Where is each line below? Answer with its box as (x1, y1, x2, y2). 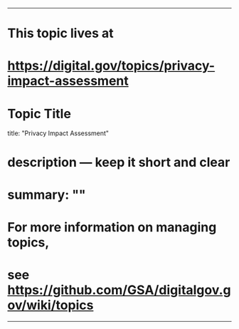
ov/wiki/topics (7, 297, 94, 313)
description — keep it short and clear (7, 154, 230, 170)
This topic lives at (7, 26, 114, 41)
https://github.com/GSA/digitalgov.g (7, 282, 231, 298)
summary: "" (7, 187, 87, 203)
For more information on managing (7, 219, 217, 235)
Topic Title (7, 105, 71, 122)
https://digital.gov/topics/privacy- (7, 58, 216, 74)
